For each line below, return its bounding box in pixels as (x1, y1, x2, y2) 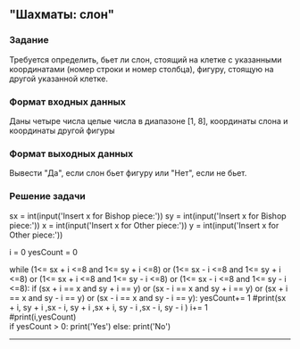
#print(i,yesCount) (9, 312, 77, 322)
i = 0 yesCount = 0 (9, 246, 79, 257)
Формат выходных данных (9, 147, 134, 160)
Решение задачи (9, 190, 87, 203)
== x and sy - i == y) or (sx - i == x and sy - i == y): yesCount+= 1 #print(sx (9, 292, 287, 303)
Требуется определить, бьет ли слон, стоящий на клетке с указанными (9, 54, 282, 65)
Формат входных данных (9, 96, 127, 108)
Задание (9, 34, 49, 46)
